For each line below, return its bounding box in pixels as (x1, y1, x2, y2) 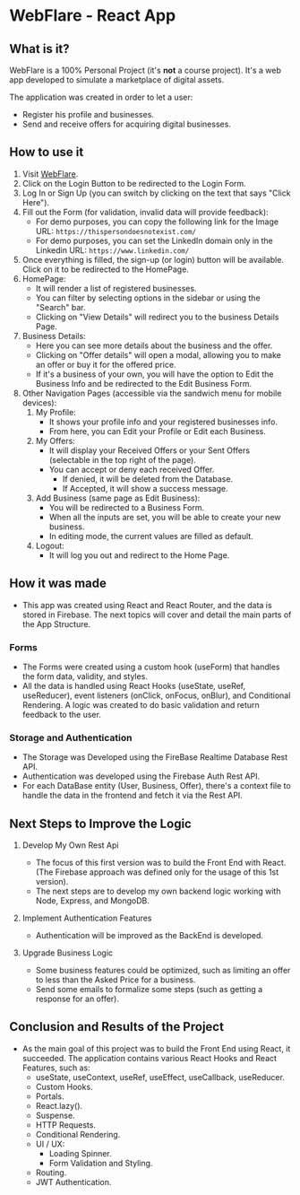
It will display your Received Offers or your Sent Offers (48, 445, 251, 456)
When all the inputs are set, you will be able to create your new (48, 511, 281, 522)
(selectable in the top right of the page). (48, 454, 197, 465)
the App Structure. (21, 618, 91, 629)
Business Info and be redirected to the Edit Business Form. (35, 378, 253, 388)
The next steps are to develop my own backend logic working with (35, 885, 281, 897)
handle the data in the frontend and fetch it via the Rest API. (21, 790, 244, 801)
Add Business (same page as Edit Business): (35, 493, 201, 503)
